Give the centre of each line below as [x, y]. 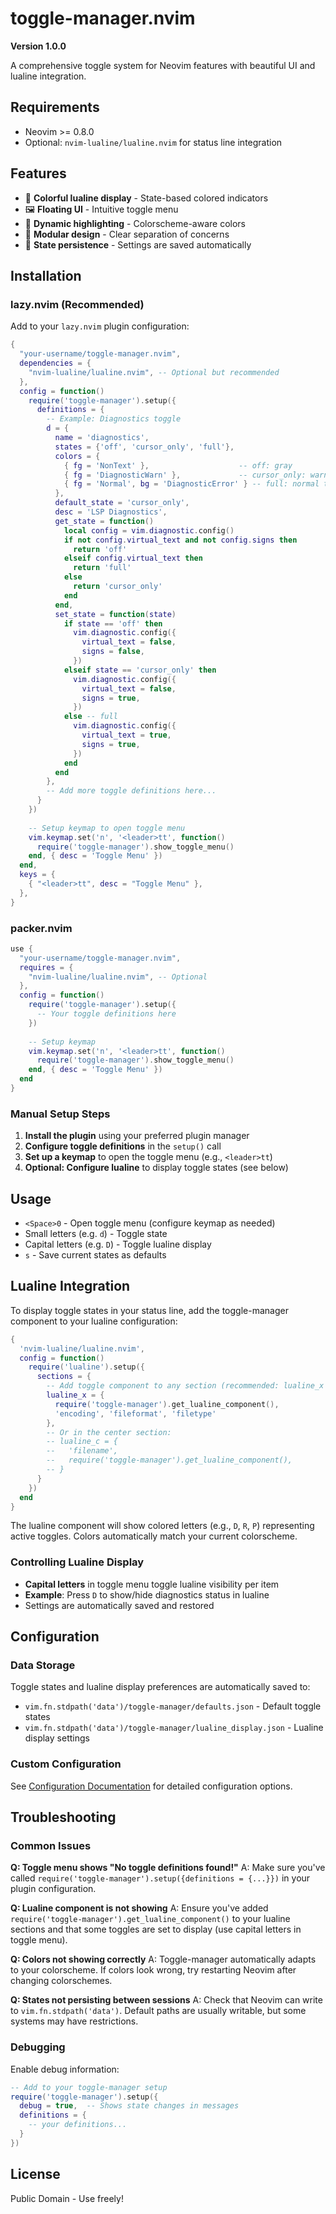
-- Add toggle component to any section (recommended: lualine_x [185, 1386]
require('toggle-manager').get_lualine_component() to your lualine [150, 1919]
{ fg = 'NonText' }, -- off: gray [178, 465]
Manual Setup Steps [60, 1114]
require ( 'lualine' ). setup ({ [86, 1367]
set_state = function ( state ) [115, 614]
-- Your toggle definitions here [106, 1014]
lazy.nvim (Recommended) [77, 304]
